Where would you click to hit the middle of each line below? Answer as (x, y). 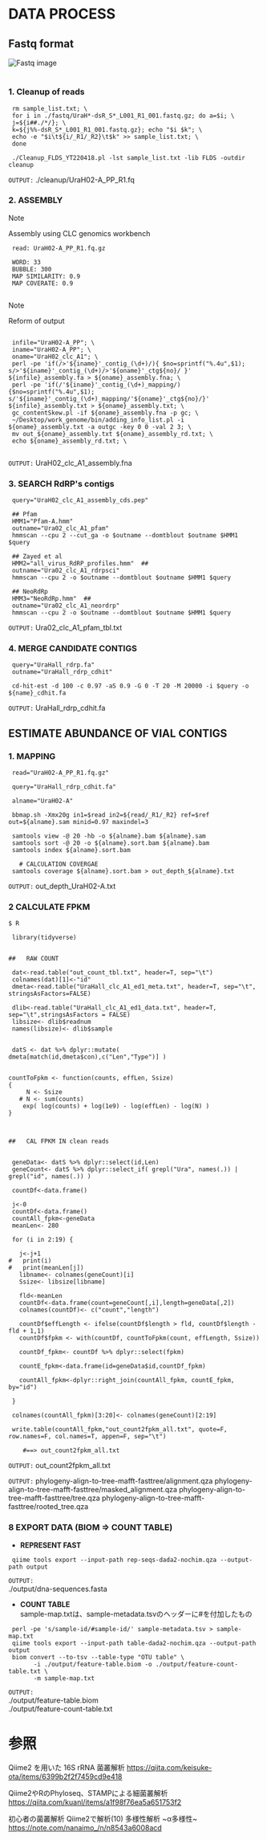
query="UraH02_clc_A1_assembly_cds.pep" (80, 500)
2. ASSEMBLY (36, 200)
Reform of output (37, 320)
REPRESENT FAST (51, 1545)
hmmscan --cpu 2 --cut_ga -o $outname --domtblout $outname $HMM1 (125, 536)
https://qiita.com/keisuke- (170, 1767)
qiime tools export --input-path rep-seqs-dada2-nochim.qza (114, 1560)
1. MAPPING (32, 756)
